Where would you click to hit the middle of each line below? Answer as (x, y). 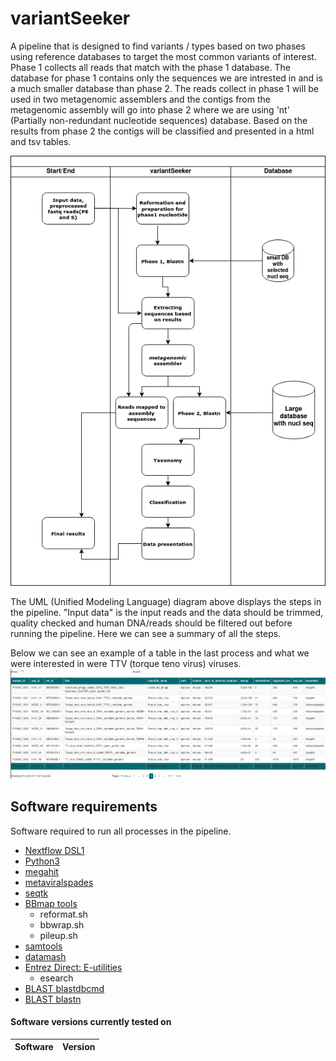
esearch (56, 978)
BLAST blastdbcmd (64, 988)
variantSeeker (70, 18)
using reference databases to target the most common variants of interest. (163, 56)
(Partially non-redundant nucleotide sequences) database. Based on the (159, 120)
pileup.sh (58, 935)
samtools (43, 946)
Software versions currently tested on (91, 1022)
